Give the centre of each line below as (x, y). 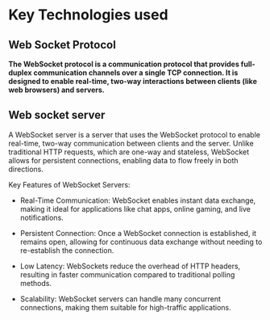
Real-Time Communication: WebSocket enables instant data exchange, (138, 200)
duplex (20, 73)
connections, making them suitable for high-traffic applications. (125, 307)
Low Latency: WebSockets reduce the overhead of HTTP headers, (130, 266)
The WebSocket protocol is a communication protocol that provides (124, 64)
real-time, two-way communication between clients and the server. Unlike (131, 143)
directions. (26, 169)
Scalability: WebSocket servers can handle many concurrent (120, 299)
